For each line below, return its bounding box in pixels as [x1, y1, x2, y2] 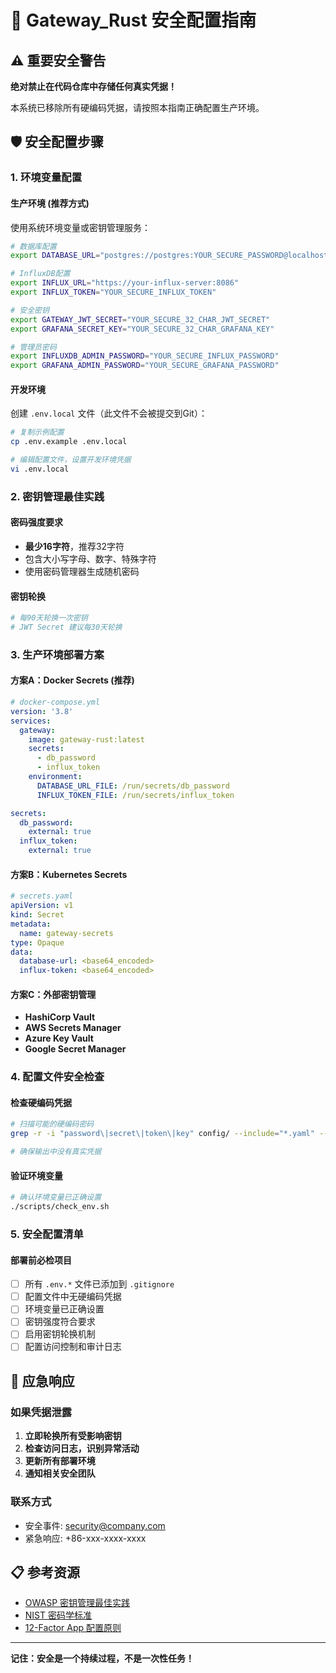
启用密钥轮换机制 [24, 1328, 96, 1340]
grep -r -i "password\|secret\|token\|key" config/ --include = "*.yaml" [10, 1129, 315, 1139]
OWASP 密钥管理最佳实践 [24, 1597, 131, 1609]
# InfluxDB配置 [10, 269, 71, 279]
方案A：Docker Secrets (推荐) [10, 674, 135, 686]
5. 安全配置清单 [10, 1227, 84, 1241]
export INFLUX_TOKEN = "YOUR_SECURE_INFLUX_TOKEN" [10, 287, 217, 298]
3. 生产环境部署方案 [10, 647, 105, 661]
